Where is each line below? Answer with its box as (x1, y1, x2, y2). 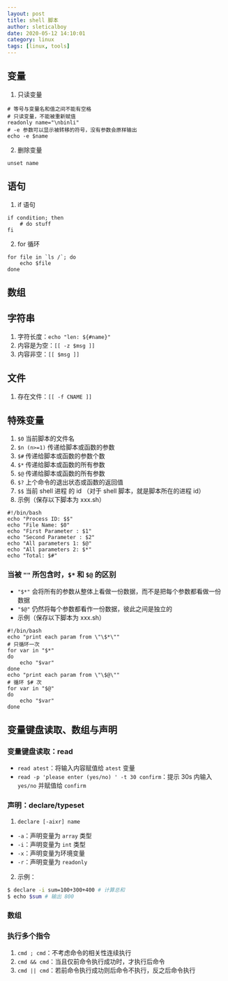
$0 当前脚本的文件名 (17, 434, 75, 443)
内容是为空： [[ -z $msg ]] (17, 341, 96, 350)
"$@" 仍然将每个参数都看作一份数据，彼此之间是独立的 (17, 604, 173, 613)
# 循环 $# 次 (7, 679, 42, 686)
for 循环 (17, 239, 40, 248)
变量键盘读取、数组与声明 (7, 724, 117, 736)
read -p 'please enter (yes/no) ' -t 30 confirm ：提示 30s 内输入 (17, 773, 213, 781)
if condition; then (7, 214, 64, 221)
